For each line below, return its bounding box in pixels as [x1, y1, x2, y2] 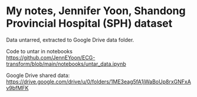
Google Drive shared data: [6, 72, 70, 79]
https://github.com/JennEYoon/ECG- [6, 54, 96, 61]
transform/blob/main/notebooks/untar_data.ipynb [6, 60, 126, 67]
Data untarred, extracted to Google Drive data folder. [6, 36, 134, 43]
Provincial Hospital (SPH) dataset [6, 17, 173, 30]
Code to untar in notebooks [6, 47, 73, 54]
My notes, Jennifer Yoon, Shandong [6, 4, 186, 18]
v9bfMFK [6, 84, 29, 91]
